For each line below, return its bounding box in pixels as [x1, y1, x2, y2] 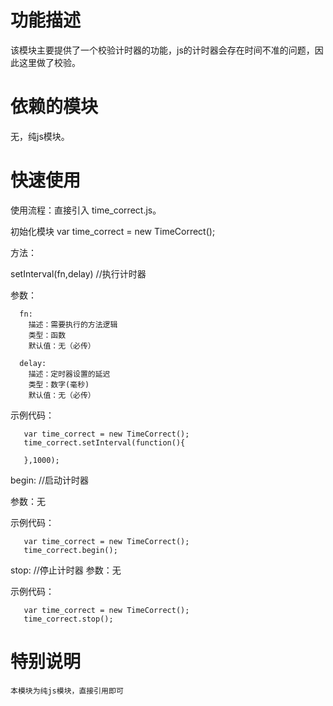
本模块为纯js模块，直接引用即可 [10, 686, 124, 696]
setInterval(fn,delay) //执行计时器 [10, 267, 147, 280]
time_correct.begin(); [23, 545, 118, 555]
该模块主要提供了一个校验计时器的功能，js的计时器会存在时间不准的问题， [10, 44, 315, 56]
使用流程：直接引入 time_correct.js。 [10, 204, 162, 216]
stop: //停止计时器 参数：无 [10, 564, 122, 576]
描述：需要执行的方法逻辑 [28, 319, 118, 330]
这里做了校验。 [18, 56, 81, 68]
